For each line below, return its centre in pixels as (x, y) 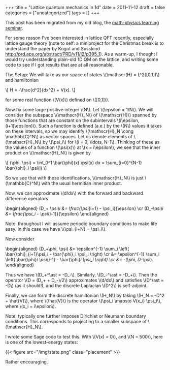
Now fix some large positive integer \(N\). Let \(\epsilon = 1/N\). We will (79, 110)
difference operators (27, 198)
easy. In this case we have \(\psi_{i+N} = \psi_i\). (56, 229)
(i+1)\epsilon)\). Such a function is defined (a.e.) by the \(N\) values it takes (84, 126)
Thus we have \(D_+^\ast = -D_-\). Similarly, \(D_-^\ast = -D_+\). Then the (81, 275)
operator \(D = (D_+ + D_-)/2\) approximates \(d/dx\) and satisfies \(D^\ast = (84, 280)
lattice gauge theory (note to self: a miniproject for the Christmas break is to (84, 43)
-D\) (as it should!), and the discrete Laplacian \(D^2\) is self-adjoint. (77, 286)
